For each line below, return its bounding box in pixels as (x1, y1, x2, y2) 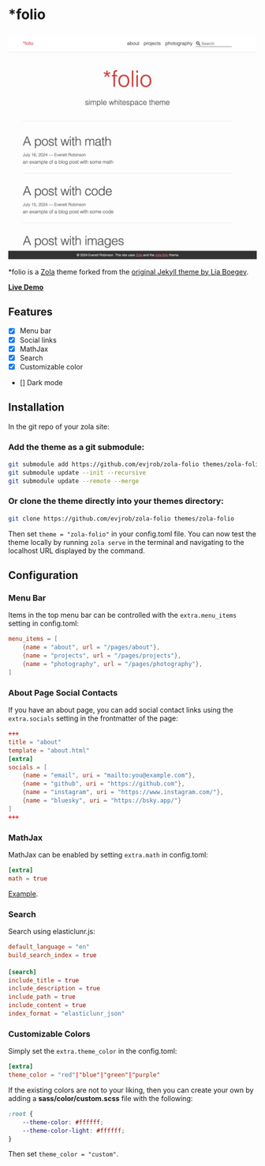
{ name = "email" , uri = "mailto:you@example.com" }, (22, 771, 196, 780)
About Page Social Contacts (8, 687, 118, 698)
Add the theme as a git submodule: (8, 441, 144, 452)
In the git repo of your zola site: (8, 422, 110, 431)
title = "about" (8, 738, 62, 746)
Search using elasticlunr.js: (8, 927, 96, 937)
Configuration (8, 569, 79, 582)
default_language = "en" (8, 943, 90, 951)
